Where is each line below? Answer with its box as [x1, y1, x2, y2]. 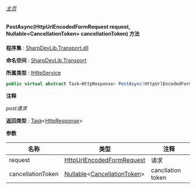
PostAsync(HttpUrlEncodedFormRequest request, [6, 23, 131, 30]
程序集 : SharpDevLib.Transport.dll [6, 44, 89, 51]
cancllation [150, 166, 181, 174]
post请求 [6, 105, 27, 112]
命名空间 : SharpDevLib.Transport [6, 57, 87, 64]
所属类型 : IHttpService [6, 69, 61, 76]
